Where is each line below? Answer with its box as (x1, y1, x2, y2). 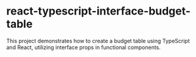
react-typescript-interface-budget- (6, 4, 191, 18)
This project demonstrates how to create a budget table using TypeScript (6, 37, 190, 44)
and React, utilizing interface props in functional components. (6, 44, 161, 51)
